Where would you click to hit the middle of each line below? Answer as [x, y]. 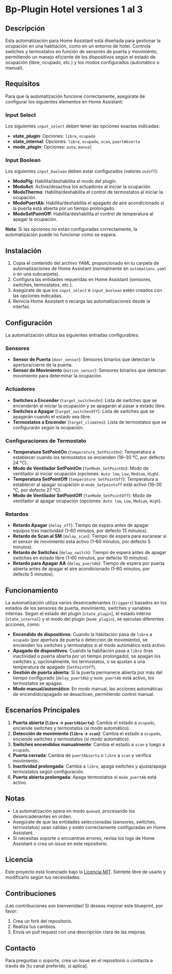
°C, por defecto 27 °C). [37, 490]
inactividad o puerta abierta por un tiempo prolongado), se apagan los [87, 656]
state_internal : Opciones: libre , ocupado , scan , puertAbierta [76, 141]
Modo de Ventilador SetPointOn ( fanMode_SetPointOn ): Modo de [81, 468]
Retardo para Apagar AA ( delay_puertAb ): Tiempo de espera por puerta [89, 563]
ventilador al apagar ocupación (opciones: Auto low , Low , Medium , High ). [87, 501]
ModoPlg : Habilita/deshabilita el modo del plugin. [65, 181]
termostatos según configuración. [48, 771]
